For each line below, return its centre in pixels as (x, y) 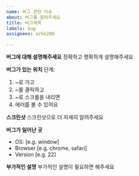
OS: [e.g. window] (37, 142)
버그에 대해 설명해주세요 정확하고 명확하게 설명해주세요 (70, 57)
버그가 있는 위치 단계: (31, 70)
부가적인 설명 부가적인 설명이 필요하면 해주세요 (60, 167)
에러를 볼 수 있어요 (36, 104)
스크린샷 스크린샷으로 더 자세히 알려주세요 (55, 118)
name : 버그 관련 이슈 (29, 12)
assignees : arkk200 (30, 34)
